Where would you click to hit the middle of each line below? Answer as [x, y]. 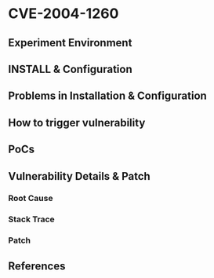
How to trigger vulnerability [77, 123]
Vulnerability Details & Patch [79, 176]
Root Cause [31, 199]
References [37, 266]
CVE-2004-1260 [63, 14]
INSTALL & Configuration [70, 69]
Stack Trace [31, 219]
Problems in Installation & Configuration [108, 96]
